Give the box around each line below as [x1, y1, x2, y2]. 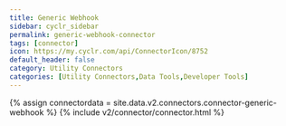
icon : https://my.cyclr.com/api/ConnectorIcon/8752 [9, 47, 208, 56]
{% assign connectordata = [9, 97, 111, 108]
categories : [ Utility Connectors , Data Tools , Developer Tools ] [9, 73, 249, 82]
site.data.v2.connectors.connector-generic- [112, 97, 278, 108]
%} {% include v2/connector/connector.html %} [45, 106, 224, 118]
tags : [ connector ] [9, 38, 79, 48]
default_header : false [9, 55, 95, 64]
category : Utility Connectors [9, 64, 124, 73]
